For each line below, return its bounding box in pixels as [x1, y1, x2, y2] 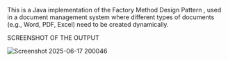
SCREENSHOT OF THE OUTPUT [7, 34, 99, 42]
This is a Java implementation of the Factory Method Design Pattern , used [7, 6, 222, 14]
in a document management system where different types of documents [7, 13, 215, 21]
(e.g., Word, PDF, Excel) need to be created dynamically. [7, 21, 169, 28]
